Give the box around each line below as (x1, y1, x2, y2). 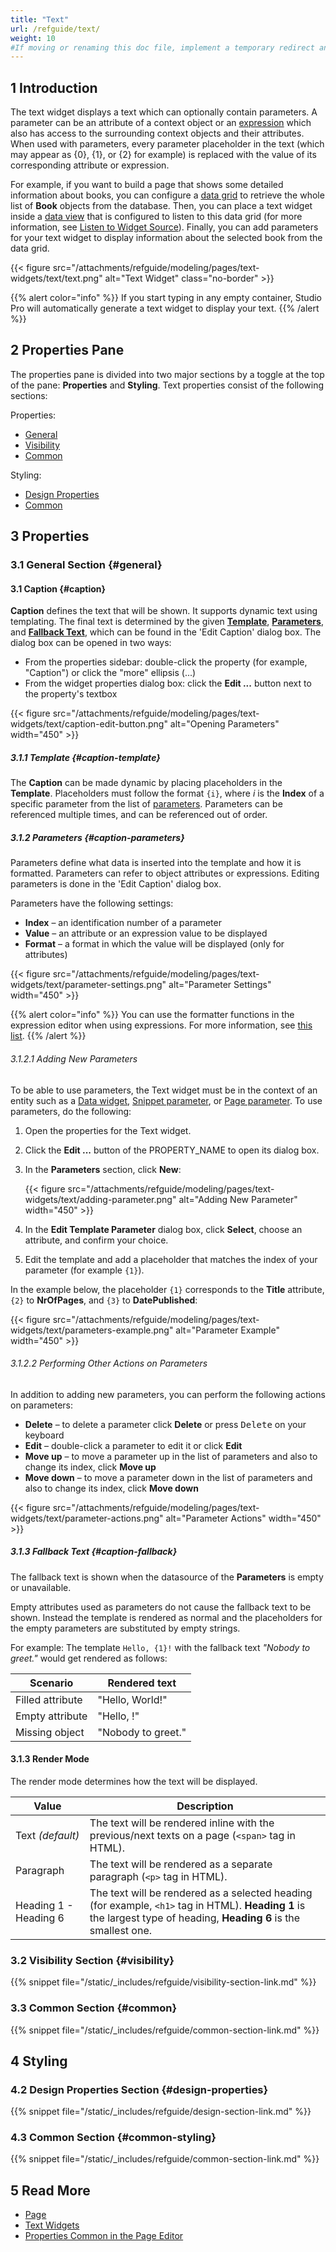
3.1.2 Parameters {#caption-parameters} (10, 831, 185, 843)
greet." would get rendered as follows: (10, 1652, 168, 1664)
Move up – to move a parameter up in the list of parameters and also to (24, 1450, 318, 1462)
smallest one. (89, 1923, 153, 1937)
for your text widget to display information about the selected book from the (10, 232, 323, 244)
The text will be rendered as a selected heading (89, 1886, 313, 1900)
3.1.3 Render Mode (10, 1753, 90, 1765)
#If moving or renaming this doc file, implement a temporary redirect (10, 42, 315, 53)
